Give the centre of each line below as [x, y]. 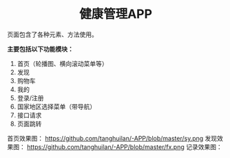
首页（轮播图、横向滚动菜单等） [62, 63]
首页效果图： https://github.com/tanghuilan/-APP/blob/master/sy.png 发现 [112, 138]
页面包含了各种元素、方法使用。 [52, 34]
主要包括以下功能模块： [40, 49]
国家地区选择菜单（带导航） [56, 106]
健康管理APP [116, 14]
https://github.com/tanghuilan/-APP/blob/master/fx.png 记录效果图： [124, 147]
